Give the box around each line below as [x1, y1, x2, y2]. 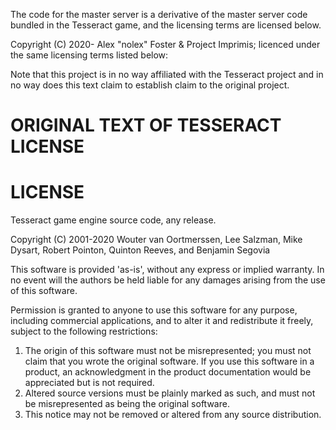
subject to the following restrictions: [10, 325, 158, 338]
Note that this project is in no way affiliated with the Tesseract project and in [10, 69, 324, 80]
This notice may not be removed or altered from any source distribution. [24, 409, 322, 421]
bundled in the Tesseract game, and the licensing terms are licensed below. [10, 19, 322, 31]
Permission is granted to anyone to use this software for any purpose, [10, 304, 298, 316]
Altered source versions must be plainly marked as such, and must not [24, 387, 316, 399]
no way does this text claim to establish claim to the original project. [10, 79, 290, 91]
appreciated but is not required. [24, 377, 155, 389]
